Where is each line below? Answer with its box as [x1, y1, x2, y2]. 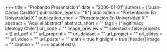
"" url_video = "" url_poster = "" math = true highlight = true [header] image [5, 36, 160, 42]
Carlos [5, 9, 19, 15]
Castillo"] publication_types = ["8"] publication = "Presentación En [19, 9, 156, 15]
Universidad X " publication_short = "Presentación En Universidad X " [5, 15, 148, 20]
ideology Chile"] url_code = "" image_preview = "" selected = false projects [5, 25, 161, 31]
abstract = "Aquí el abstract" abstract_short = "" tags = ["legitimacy [5, 20, 144, 26]
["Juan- [146, 4, 161, 10]
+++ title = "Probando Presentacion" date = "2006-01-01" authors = [5, 4, 145, 10]
